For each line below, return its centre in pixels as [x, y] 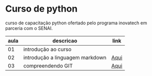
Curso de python [41, 9]
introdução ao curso [47, 49]
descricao [65, 41]
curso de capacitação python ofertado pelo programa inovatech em [76, 23]
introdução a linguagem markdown [65, 57]
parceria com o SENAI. [29, 28]
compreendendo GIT [48, 65]
